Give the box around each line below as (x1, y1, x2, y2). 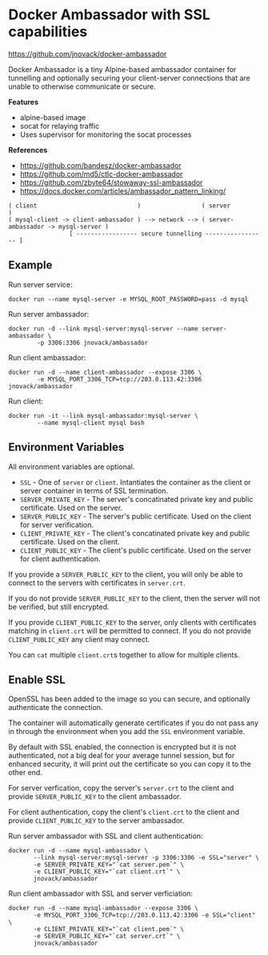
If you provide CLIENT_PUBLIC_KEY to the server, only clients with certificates (8, 617, 258, 627)
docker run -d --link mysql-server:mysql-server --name (8, 324, 198, 333)
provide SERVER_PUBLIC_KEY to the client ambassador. (8, 792, 182, 801)
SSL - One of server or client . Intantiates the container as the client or (19, 477, 251, 487)
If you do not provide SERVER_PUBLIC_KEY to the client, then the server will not (8, 593, 260, 603)
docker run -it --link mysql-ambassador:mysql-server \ (8, 411, 198, 419)
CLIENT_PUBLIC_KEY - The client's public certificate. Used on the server (19, 545, 252, 555)
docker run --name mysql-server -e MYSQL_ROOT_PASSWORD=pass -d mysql (8, 295, 249, 303)
